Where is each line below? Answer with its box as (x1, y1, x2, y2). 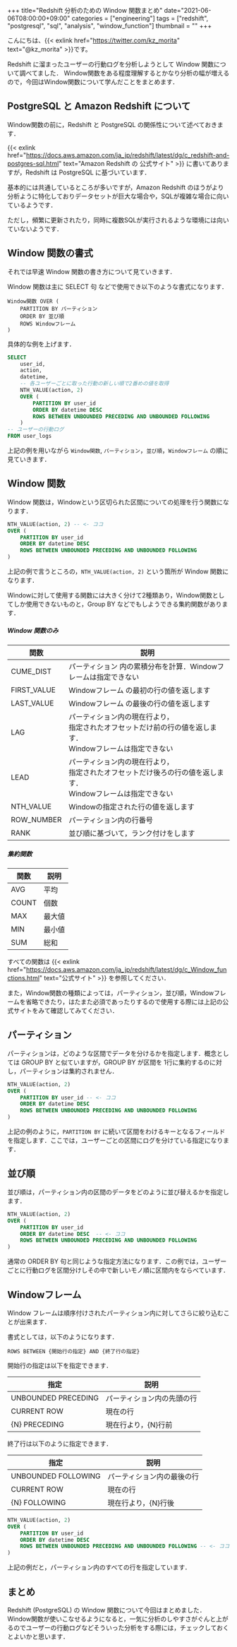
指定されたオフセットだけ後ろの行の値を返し (68, 768, 217, 778)
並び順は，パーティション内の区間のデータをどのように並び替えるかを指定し (7, 1187, 229, 1196)
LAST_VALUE (11, 698, 54, 708)
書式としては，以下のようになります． (7, 1332, 119, 1340)
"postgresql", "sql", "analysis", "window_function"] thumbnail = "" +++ (7, 22, 212, 30)
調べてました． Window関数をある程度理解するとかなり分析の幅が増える (19, 69, 230, 77)
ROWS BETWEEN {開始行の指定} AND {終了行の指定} (7, 1348, 140, 1355)
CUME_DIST (11, 667, 51, 677)
